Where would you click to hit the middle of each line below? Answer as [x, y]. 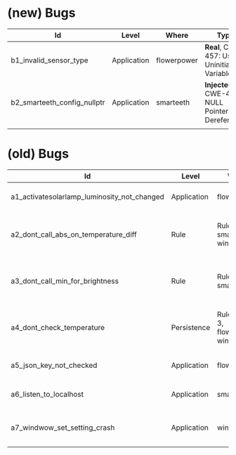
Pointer [217, 111]
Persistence [191, 327]
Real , [213, 47]
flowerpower [177, 60]
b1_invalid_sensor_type [50, 60]
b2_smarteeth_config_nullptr [58, 102]
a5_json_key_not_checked [54, 365]
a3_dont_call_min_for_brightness [65, 281]
